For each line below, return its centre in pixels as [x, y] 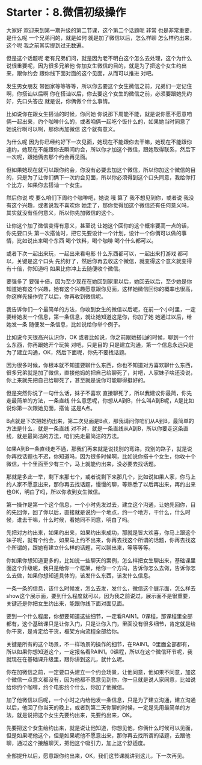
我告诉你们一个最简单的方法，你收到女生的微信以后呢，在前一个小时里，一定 [101, 309]
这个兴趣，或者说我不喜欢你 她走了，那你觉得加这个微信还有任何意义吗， [102, 205]
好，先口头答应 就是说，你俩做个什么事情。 [60, 101]
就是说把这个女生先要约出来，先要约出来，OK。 [76, 715]
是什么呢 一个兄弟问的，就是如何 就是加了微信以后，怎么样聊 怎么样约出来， [101, 37]
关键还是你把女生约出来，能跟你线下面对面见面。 [67, 603]
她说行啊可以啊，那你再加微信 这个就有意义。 [62, 129]
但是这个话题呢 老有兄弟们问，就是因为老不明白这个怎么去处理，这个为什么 [99, 58]
